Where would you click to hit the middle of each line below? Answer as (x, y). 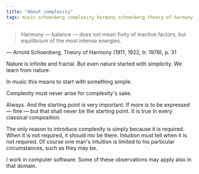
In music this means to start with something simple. (69, 82)
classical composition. (33, 117)
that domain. (22, 166)
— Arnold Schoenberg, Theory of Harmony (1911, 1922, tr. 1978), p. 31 (91, 52)
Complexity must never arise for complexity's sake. (69, 93)
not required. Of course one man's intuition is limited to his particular (90, 141)
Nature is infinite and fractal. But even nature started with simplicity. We (94, 64)
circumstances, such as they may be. (52, 148)
